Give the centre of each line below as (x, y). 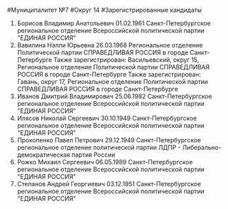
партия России (93, 155)
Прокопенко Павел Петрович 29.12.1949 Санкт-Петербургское (109, 140)
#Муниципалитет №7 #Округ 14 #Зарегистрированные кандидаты (105, 10)
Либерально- (202, 147)
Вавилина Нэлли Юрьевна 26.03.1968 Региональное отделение (110, 45)
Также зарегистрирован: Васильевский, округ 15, (126, 60)
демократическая (44, 155)
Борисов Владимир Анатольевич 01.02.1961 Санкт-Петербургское (114, 23)
